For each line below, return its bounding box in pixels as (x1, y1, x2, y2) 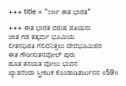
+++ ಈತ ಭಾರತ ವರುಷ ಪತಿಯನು (8, 23, 91, 32)
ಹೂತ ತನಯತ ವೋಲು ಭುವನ (8, 59, 78, 68)
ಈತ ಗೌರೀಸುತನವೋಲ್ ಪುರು (8, 49, 76, 59)
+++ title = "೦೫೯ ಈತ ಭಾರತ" (8, 7, 91, 16)
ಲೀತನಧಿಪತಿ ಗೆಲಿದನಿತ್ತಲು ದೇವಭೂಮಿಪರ (8, 41, 102, 50)
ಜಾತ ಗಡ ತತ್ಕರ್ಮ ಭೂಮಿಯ (8, 32, 75, 41)
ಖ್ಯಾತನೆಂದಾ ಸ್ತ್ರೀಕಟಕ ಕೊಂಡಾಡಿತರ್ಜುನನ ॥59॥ (8, 68, 119, 76)
